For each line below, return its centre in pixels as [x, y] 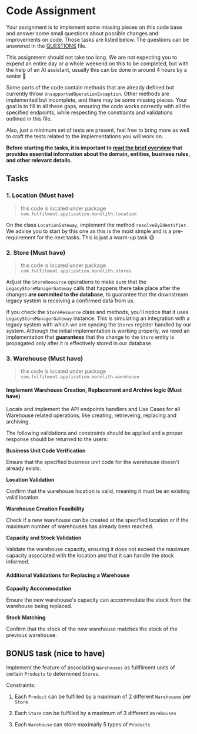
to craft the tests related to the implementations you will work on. [85, 136]
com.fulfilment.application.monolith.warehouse [80, 377]
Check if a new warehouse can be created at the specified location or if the [97, 520]
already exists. [24, 468]
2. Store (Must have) [36, 252]
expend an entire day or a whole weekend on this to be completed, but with [98, 64]
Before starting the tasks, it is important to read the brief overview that [94, 148]
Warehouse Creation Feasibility [46, 509]
